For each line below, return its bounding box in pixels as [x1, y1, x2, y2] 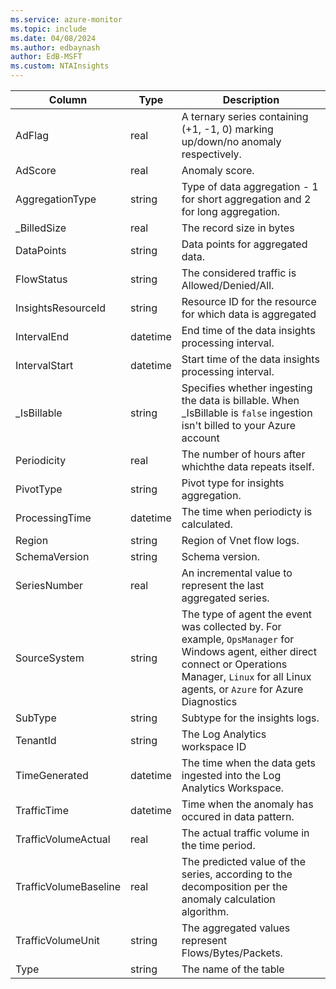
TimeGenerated [15, 769, 89, 782]
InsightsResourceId [15, 301, 107, 315]
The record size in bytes [181, 221, 295, 235]
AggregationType [15, 192, 97, 206]
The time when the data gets [181, 756, 316, 770]
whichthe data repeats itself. [181, 460, 315, 473]
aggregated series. [181, 591, 270, 605]
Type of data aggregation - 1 [181, 180, 319, 193]
